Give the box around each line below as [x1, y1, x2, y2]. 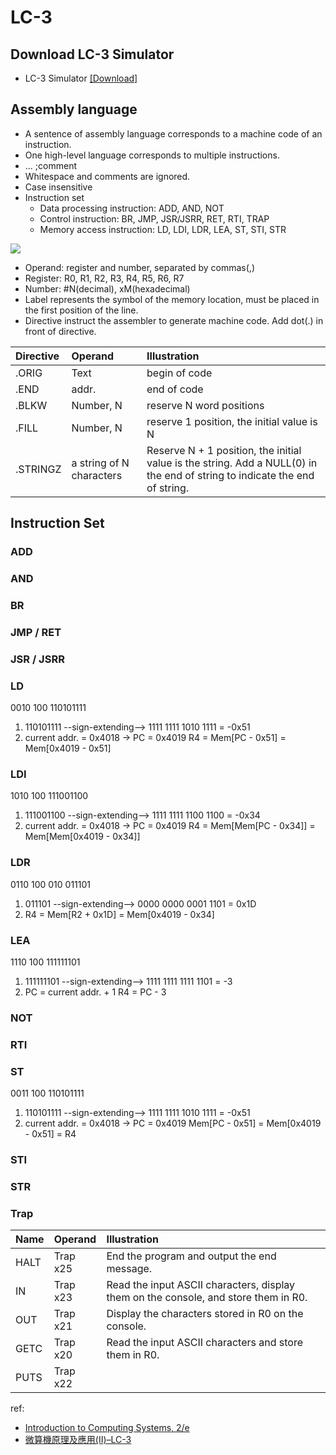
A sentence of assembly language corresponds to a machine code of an [24, 127, 323, 140]
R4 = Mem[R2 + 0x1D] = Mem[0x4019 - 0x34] [24, 908, 215, 920]
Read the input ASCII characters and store [106, 1336, 303, 1350]
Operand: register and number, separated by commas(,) [24, 261, 256, 273]
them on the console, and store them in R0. [106, 1291, 308, 1305]
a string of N [71, 456, 130, 470]
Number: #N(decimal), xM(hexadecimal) [24, 282, 191, 295]
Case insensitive [24, 181, 93, 193]
